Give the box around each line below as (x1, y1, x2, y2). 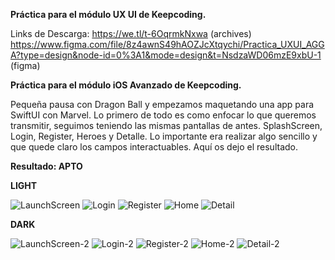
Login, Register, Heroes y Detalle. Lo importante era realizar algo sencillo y (10, 130, 318, 142)
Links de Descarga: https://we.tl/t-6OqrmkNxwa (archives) (10, 28, 252, 39)
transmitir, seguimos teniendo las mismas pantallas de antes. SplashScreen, (10, 120, 323, 131)
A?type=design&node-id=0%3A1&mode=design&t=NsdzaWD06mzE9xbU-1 (10, 49, 322, 61)
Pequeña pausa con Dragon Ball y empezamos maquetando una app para (10, 99, 315, 110)
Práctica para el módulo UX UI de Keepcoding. (10, 9, 207, 20)
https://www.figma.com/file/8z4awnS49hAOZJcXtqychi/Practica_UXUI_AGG (10, 39, 325, 50)
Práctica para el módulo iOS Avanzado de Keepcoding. (10, 79, 242, 91)
